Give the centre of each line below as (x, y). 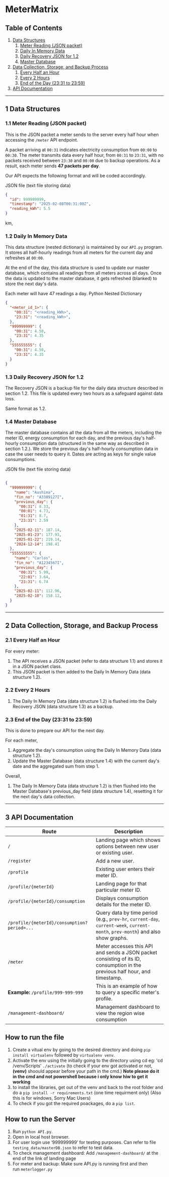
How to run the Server (40, 1119)
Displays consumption (122, 898)
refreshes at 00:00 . (25, 258)
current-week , (112, 925)
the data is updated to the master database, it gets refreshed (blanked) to (81, 279)
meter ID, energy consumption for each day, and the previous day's (75, 438)
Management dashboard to (128, 1007)
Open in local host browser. (41, 1137)
